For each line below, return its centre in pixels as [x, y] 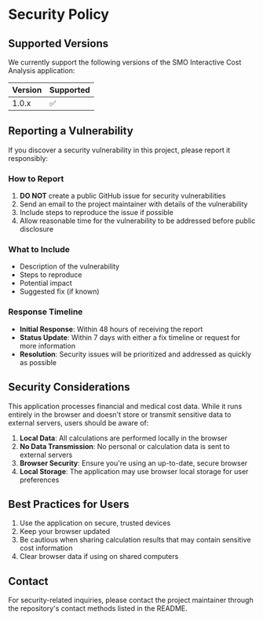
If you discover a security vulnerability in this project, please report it [119, 150]
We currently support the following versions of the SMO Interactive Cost [125, 62]
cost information [46, 548]
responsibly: [28, 158]
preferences [39, 480]
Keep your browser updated [65, 532]
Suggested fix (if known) [59, 291]
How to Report [36, 178]
